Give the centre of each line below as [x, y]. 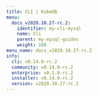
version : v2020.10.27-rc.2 [45, 84]
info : [13, 56]
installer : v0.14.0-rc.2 [42, 78]
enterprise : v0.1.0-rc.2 [42, 73]
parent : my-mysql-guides [48, 39]
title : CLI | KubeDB [32, 12]
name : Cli [29, 34]
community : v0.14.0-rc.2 [42, 67]
